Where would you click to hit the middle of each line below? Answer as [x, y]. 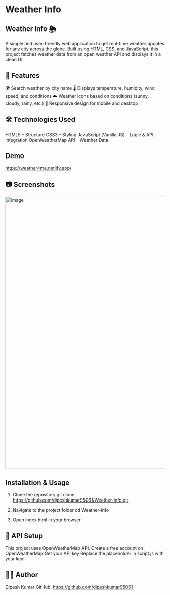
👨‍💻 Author [22, 575]
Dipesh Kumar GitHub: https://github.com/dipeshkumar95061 [69, 587]
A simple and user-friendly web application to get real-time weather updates [85, 43]
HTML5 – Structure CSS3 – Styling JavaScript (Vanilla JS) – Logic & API [79, 134]
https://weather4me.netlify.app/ [38, 168]
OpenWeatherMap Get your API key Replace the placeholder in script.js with [84, 553]
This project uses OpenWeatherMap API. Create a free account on [74, 548]
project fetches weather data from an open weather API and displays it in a [83, 54]
